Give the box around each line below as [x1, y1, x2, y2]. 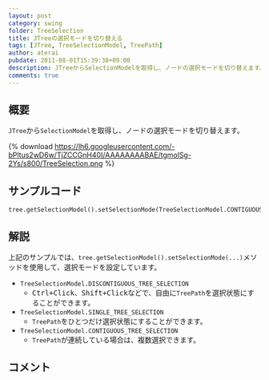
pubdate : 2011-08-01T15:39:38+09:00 [8, 57, 130, 65]
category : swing [8, 19, 62, 27]
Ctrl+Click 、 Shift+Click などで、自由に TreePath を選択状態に [31, 288, 248, 297]
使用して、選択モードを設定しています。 [29, 262, 162, 273]
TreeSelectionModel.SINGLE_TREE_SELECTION [19, 309, 164, 317]
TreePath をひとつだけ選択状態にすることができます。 [31, 317, 207, 326]
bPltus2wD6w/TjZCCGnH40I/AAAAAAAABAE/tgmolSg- [8, 150, 192, 160]
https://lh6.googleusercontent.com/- [54, 142, 175, 152]
